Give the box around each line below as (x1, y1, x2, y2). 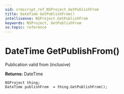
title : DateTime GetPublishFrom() (5, 12, 75, 16)
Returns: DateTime (5, 71, 43, 77)
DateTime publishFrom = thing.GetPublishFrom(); (5, 85, 108, 90)
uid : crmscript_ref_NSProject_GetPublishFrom (5, 7, 99, 12)
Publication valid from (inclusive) (5, 62, 71, 67)
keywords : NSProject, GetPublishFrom (5, 20, 82, 26)
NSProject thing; (5, 81, 40, 85)
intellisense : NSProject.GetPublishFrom (5, 16, 89, 21)
